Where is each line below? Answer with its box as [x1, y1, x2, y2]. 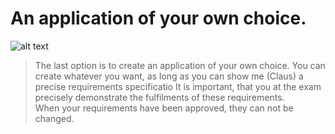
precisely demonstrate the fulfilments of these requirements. [34, 91, 285, 103]
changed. [34, 112, 75, 124]
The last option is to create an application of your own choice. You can [34, 59, 326, 71]
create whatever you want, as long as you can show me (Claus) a [34, 70, 304, 82]
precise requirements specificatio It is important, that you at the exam [34, 80, 322, 92]
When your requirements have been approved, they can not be [34, 102, 294, 114]
